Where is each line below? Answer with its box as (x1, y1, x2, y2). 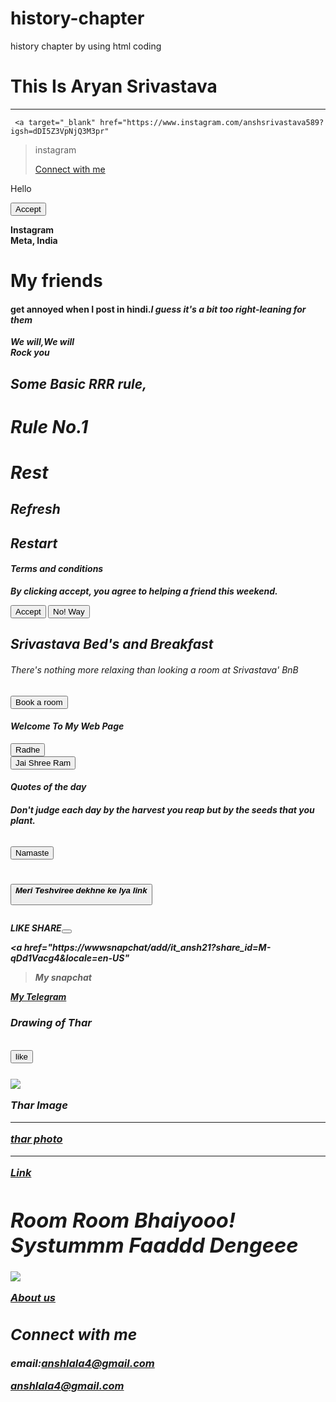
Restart (10, 535, 58, 552)
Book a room (15, 697, 63, 707)
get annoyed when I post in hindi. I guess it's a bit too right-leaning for (10, 303, 307, 315)
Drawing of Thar (10, 1016, 92, 1030)
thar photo (10, 1132, 63, 1146)
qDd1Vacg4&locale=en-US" (10, 952, 130, 964)
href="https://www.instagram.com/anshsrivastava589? (99, 117, 325, 127)
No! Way (53, 607, 85, 617)
